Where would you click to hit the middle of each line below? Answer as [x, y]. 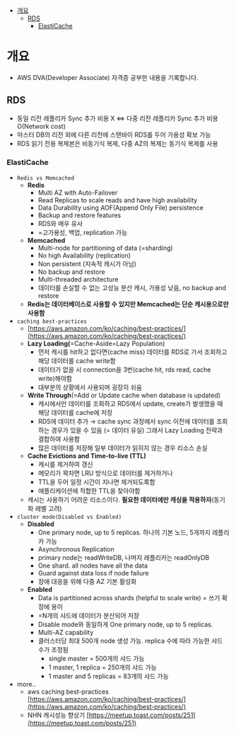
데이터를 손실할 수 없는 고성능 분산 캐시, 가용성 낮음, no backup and [132, 288]
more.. [26, 684]
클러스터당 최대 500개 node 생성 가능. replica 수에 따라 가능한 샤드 [130, 641]
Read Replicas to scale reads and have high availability [118, 200]
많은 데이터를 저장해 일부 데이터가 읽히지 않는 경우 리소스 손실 [123, 448]
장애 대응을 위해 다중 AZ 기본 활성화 [87, 582]
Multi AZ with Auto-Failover [78, 193]
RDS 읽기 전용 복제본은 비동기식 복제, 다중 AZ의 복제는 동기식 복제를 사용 [117, 143]
